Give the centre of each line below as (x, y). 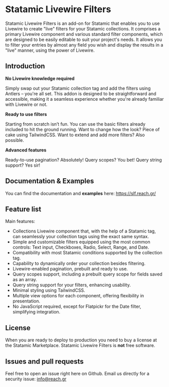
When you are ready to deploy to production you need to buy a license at (81, 340)
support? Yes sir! (23, 165)
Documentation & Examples (50, 181)
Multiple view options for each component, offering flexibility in (78, 296)
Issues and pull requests (45, 361)
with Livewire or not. (26, 104)
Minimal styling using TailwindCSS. (49, 290)
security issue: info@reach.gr (36, 379)
